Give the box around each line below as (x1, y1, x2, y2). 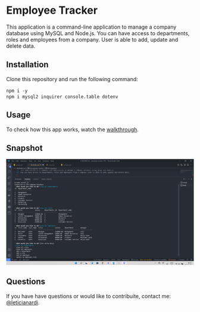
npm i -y (6, 88, 28, 94)
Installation (6, 60, 49, 70)
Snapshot (6, 143, 43, 153)
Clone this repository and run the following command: (6, 75, 138, 82)
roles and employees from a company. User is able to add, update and (6, 36, 179, 43)
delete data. (6, 42, 36, 50)
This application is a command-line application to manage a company (6, 23, 177, 30)
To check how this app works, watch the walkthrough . (6, 126, 139, 133)
